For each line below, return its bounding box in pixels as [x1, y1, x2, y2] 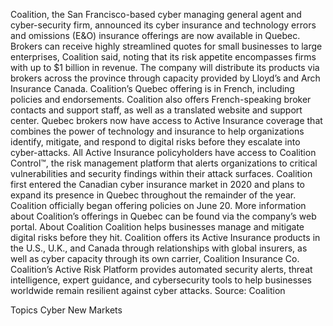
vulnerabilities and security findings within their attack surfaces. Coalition [10, 168, 313, 179]
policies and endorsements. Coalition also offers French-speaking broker [10, 94, 312, 105]
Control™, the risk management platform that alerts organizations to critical [10, 157, 318, 169]
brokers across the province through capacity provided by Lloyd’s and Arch [10, 72, 321, 84]
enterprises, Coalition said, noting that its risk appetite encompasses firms [10, 51, 317, 63]
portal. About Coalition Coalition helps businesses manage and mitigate [10, 221, 305, 233]
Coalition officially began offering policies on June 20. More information [10, 200, 307, 211]
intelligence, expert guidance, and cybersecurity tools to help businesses [10, 274, 312, 286]
